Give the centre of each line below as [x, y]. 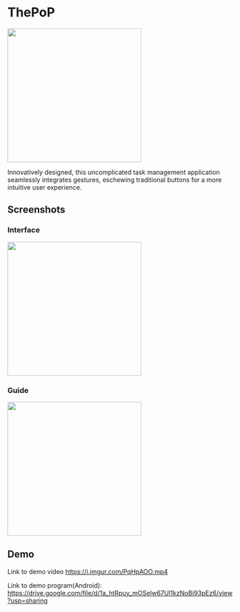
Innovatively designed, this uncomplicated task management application [114, 172]
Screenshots [36, 210]
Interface [24, 230]
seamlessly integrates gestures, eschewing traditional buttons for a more [115, 180]
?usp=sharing [27, 601]
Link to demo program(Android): [55, 585]
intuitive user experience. [45, 187]
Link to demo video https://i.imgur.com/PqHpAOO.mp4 [88, 571]
